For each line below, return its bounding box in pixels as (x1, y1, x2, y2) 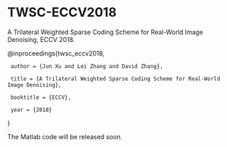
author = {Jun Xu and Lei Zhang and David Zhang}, (10, 62, 163, 70)
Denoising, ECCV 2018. (7, 35, 75, 43)
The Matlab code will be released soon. (7, 132, 123, 141)
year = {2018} (10, 106, 52, 114)
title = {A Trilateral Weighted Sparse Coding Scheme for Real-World (10, 75, 221, 82)
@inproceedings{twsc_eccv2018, (7, 49, 105, 58)
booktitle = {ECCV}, (10, 94, 72, 101)
